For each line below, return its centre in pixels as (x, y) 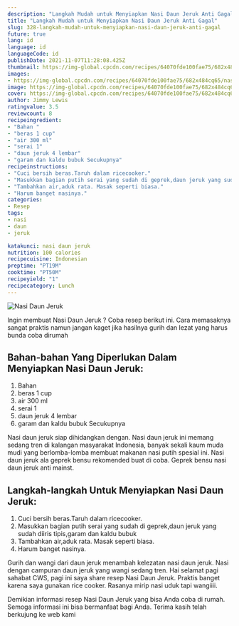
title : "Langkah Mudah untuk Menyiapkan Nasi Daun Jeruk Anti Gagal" (113, 21)
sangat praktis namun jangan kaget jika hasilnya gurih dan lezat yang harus (117, 327)
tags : (15, 213)
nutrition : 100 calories (44, 253)
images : (19, 74)
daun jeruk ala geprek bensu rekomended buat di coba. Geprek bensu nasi (117, 460)
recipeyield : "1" (33, 279)
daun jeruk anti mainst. (41, 468)
